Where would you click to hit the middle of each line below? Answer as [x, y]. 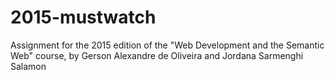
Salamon [28, 66]
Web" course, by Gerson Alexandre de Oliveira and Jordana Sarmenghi [157, 55]
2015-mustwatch [83, 17]
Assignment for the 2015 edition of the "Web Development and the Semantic [167, 45]
